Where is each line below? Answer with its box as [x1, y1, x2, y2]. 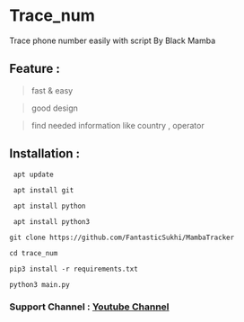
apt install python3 [13, 217, 91, 226]
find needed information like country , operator [30, 120, 205, 130]
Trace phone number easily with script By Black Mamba [9, 35, 216, 46]
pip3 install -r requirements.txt [9, 264, 139, 273]
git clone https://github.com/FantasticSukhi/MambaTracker [9, 233, 235, 242]
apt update [13, 170, 54, 179]
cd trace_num [9, 248, 58, 257]
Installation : [9, 146, 81, 162]
